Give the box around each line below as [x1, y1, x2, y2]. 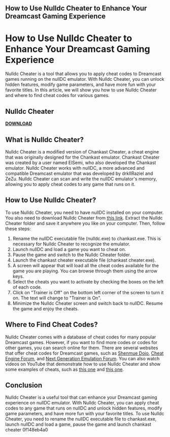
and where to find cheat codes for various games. [5, 92, 110, 99]
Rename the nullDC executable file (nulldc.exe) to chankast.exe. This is [12, 235, 161, 241]
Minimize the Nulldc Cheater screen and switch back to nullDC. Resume [12, 300, 163, 306]
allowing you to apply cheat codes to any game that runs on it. [5, 181, 135, 187]
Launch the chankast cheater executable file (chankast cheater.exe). [12, 257, 156, 263]
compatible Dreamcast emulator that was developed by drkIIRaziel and [5, 170, 153, 176]
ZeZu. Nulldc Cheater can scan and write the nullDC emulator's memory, [5, 175, 157, 182]
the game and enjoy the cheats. [12, 305, 79, 311]
